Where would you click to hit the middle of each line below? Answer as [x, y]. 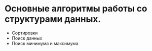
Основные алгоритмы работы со [76, 9]
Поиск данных [27, 38]
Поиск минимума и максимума [45, 43]
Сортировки [25, 33]
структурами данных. [53, 19]
